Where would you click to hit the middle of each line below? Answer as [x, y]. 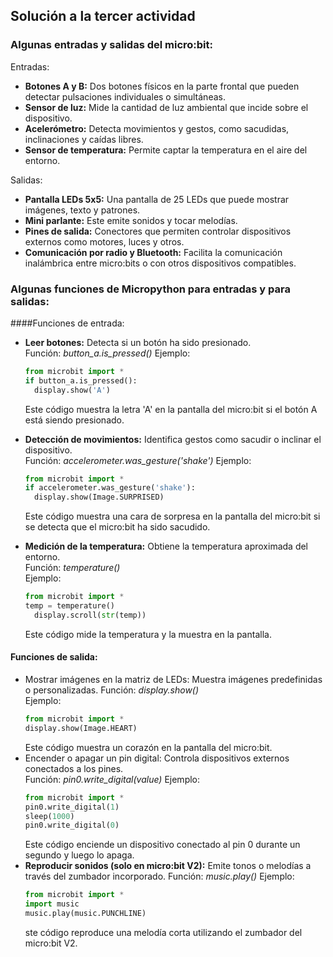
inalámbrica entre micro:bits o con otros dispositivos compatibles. [160, 263]
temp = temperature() [69, 606]
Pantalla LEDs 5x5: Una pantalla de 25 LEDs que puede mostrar [157, 199]
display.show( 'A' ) [72, 390]
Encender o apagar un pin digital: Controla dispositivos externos [157, 758]
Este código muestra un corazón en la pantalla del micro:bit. [148, 747]
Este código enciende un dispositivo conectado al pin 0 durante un [162, 845]
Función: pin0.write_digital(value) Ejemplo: [112, 779]
